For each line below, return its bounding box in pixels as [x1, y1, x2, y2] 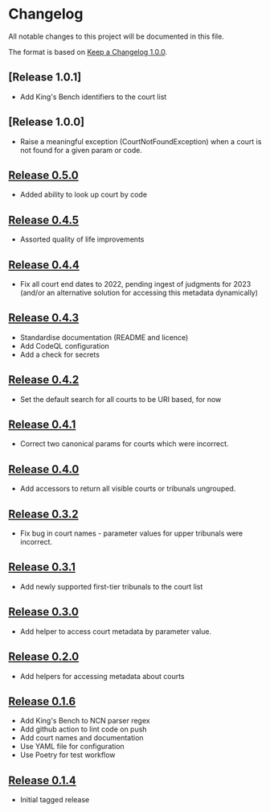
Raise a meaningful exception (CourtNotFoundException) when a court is [19, 136, 262, 146]
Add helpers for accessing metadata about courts [19, 671, 185, 681]
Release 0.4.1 [8, 418, 76, 432]
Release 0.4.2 [8, 373, 80, 387]
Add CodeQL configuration [19, 341, 110, 350]
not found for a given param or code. [19, 145, 142, 155]
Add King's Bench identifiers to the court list [19, 92, 167, 101]
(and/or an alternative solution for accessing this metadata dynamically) [19, 288, 259, 297]
